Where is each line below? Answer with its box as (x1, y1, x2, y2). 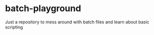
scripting (5, 24, 23, 30)
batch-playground (5, 3, 81, 14)
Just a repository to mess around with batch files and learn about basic (5, 19, 150, 25)
